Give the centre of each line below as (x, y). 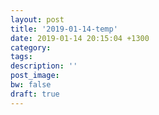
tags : (21, 57)
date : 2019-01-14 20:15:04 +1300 (80, 38)
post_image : (35, 76)
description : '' (44, 66)
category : (31, 47)
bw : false (31, 85)
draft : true (35, 94)
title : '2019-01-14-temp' (64, 29)
